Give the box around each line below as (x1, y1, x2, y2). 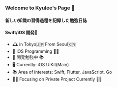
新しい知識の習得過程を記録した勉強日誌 (5, 17, 87, 23)
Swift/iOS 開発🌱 (5, 30, 38, 36)
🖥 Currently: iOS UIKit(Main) (12, 61, 69, 67)
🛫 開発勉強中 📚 (12, 54, 44, 60)
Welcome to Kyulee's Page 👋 (5, 4, 75, 11)
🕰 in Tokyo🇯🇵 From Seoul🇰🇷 (12, 41, 76, 47)
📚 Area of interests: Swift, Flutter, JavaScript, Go (12, 69, 112, 75)
